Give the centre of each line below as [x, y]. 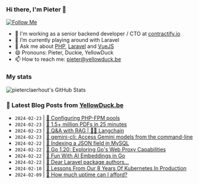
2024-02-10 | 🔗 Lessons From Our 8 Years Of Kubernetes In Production [100, 168]
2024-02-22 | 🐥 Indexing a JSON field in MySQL [72, 143]
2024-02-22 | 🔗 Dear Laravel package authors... [72, 162]
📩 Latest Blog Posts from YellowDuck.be [65, 105]
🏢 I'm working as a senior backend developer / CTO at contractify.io [97, 34]
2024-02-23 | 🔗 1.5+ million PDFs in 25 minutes [71, 124]
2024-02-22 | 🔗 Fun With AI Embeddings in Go [70, 156]
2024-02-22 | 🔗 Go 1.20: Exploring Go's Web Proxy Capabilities [90, 149]
